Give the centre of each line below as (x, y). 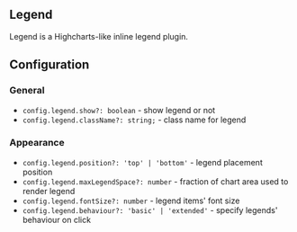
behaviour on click (57, 219)
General (27, 91)
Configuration (49, 65)
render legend (49, 191)
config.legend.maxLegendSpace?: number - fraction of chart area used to (155, 181)
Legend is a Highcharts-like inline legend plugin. (99, 36)
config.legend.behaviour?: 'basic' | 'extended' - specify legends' (150, 210)
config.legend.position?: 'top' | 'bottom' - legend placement (142, 162)
